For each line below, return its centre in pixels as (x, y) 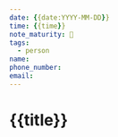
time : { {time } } (38, 26)
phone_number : (36, 68)
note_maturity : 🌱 (42, 34)
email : (21, 76)
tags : (19, 43)
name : (19, 59)
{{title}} (39, 120)
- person (34, 51)
